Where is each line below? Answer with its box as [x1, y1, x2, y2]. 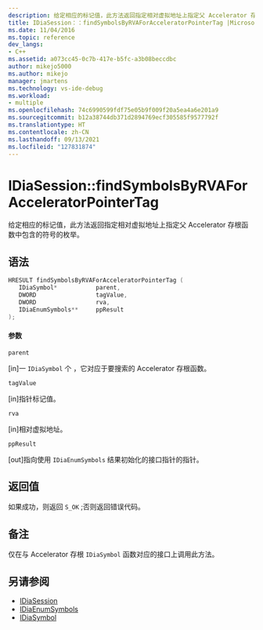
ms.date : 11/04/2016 [8, 26, 76, 34]
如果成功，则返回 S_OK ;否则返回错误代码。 [8, 502, 145, 512]
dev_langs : [8, 41, 44, 49]
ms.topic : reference [8, 33, 76, 42]
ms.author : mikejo [8, 70, 68, 78]
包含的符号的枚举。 [21, 230, 84, 239]
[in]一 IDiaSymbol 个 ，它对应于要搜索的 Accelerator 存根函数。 [8, 363, 211, 373]
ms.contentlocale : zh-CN [8, 128, 89, 136]
